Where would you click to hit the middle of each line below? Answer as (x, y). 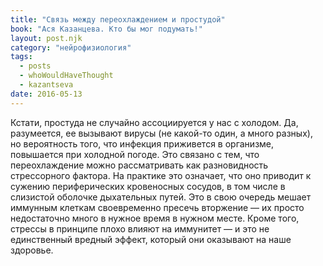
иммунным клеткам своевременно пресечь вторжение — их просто (157, 207)
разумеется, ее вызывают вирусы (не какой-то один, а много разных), (161, 133)
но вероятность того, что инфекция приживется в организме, (142, 143)
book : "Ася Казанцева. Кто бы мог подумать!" (106, 29)
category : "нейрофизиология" (71, 47)
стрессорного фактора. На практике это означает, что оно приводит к (161, 175)
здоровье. (32, 250)
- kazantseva (46, 85)
